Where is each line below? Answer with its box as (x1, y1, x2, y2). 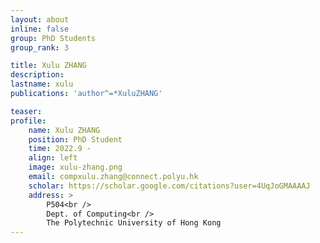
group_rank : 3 (10, 42, 70, 53)
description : (10, 70, 65, 80)
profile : (10, 116, 47, 126)
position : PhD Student (28, 134, 123, 145)
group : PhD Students (10, 33, 97, 43)
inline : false (10, 24, 70, 34)
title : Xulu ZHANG (10, 61, 87, 71)
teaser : (10, 106, 43, 116)
